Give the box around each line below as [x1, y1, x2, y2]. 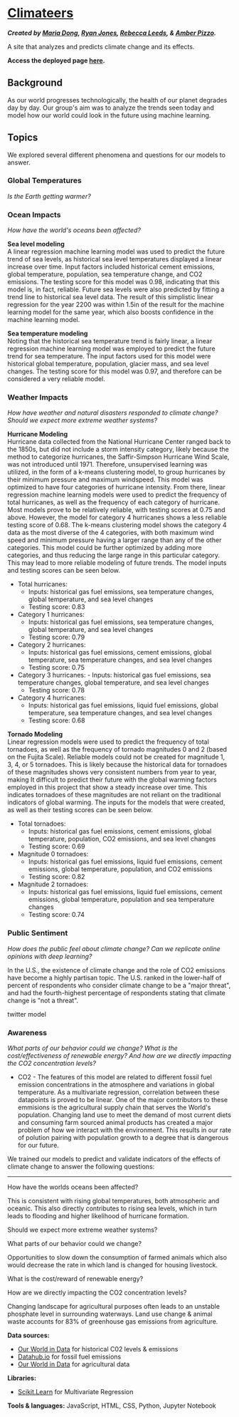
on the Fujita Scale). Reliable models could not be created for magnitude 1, [7, 753, 225, 762]
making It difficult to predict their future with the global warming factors [7, 775, 217, 784]
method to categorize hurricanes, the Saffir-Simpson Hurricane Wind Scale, [7, 452, 230, 461]
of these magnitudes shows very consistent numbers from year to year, [7, 768, 217, 777]
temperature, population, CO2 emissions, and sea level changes [28, 835, 216, 844]
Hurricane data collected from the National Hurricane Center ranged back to [7, 437, 231, 446]
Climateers [7, 5, 74, 21]
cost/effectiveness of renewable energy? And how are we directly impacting [7, 1052, 231, 1060]
